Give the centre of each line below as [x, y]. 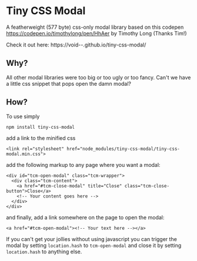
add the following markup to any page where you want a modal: [83, 165]
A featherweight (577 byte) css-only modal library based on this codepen [95, 27]
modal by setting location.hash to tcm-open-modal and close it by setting [94, 245]
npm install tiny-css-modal [41, 127]
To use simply [23, 116]
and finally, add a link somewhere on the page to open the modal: [85, 217]
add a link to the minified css [41, 138]
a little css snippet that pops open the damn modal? [69, 83]
